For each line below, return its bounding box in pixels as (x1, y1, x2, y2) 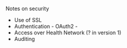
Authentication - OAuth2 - (14, 23, 78, 30)
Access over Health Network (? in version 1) (14, 29, 122, 36)
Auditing (14, 36, 35, 42)
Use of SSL (14, 17, 42, 23)
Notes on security (5, 5, 49, 12)
